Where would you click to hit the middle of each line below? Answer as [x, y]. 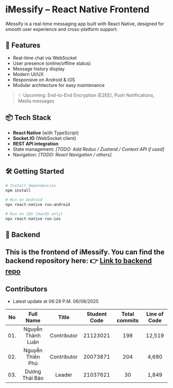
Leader [64, 375]
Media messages [36, 101]
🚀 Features [23, 46]
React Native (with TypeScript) [46, 133]
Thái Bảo [33, 378]
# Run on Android [24, 200]
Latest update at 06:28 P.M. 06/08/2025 [56, 302]
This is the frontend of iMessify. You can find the [85, 252]
